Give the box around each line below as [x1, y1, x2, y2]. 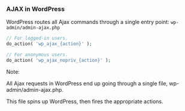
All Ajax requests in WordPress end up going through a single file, [6, 80, 168, 87]
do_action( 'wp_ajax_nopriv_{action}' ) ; [6, 57, 111, 63]
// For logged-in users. [6, 35, 68, 41]
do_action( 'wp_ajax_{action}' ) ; [6, 41, 93, 47]
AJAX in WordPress [6, 5, 65, 13]
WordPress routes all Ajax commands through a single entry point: [6, 19, 169, 26]
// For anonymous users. [6, 52, 68, 58]
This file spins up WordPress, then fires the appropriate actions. [6, 98, 163, 105]
